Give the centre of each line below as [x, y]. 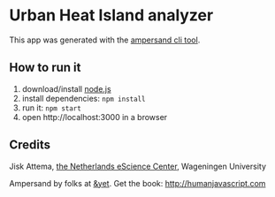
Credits [30, 145]
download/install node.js [67, 88]
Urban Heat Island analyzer [111, 15]
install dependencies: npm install [84, 98]
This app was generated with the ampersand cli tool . [105, 40]
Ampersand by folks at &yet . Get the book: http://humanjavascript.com [137, 183]
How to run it [45, 68]
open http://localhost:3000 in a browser [95, 117]
